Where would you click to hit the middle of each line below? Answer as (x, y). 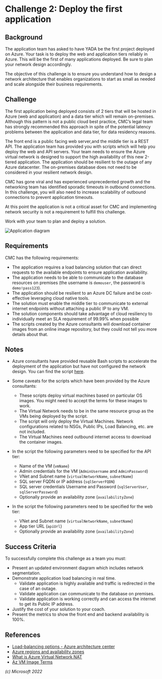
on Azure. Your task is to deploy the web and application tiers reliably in (76, 54)
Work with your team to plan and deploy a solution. (56, 221)
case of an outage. (38, 589)
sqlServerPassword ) (38, 492)
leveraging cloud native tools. (60, 298)
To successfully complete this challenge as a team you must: (66, 558)
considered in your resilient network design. (49, 172)
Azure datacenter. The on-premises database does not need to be (71, 167)
